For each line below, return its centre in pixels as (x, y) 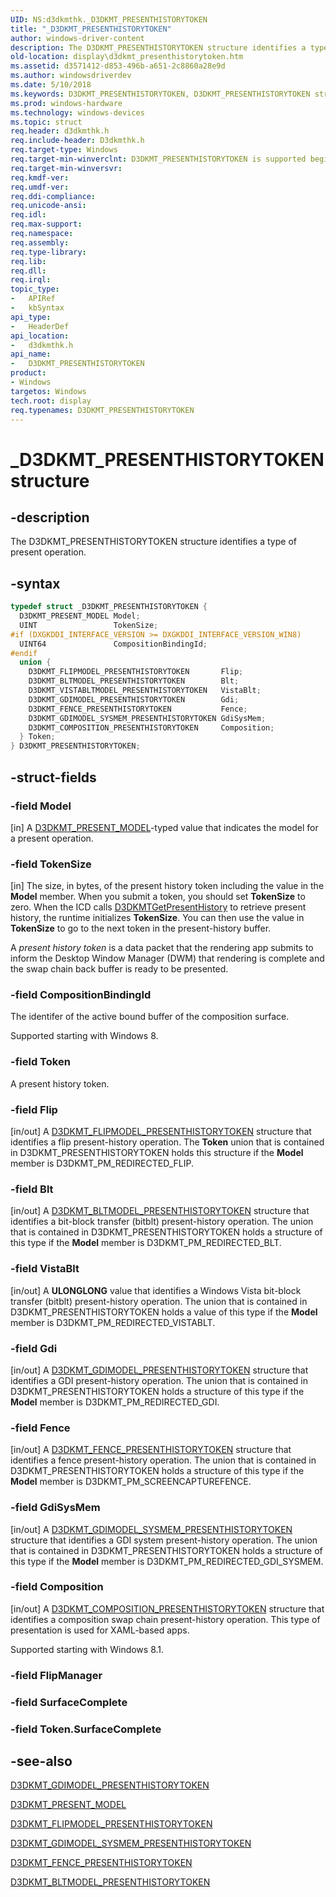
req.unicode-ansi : (48, 206)
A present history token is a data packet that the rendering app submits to (162, 948)
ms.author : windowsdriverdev (71, 76)
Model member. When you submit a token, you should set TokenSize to (158, 897)
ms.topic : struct (46, 122)
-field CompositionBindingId (81, 995)
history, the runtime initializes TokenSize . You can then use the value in (157, 918)
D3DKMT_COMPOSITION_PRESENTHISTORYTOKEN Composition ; (151, 727)
